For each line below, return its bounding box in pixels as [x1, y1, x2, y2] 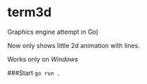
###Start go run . [7, 68, 61, 77]
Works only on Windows [7, 54, 78, 64]
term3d [7, 4, 52, 20]
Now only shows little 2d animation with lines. [7, 41, 140, 49]
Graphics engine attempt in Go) [7, 28, 99, 36]
